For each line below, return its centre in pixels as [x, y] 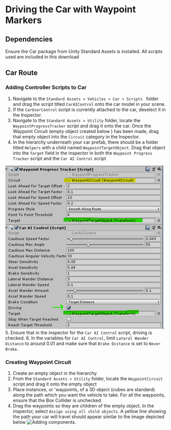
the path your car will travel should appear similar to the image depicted [89, 416]
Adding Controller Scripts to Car [46, 87]
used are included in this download [42, 57]
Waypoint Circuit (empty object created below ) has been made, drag [85, 131]
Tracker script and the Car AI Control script [59, 158]
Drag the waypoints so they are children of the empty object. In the [83, 405]
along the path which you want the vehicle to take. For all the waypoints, [89, 395]
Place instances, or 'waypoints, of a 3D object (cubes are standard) [84, 389]
